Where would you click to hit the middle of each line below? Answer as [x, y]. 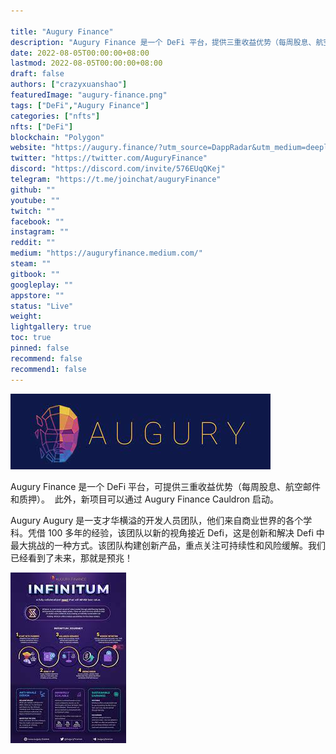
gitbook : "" [35, 274]
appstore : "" [37, 295]
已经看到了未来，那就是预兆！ [71, 557]
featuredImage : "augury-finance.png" [89, 95]
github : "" [33, 190]
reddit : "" [33, 243]
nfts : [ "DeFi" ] [42, 126]
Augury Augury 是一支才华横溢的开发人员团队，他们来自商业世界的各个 [157, 520]
